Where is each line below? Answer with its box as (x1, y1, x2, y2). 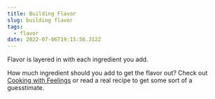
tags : (7, 23, 23, 30)
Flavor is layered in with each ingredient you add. (7, 55, 149, 63)
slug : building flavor (7, 17, 73, 24)
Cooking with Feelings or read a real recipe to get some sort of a (7, 76, 193, 84)
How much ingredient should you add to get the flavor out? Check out (7, 69, 208, 77)
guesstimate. (7, 84, 45, 92)
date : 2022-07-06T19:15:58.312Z (7, 36, 101, 43)
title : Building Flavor (7, 10, 77, 17)
